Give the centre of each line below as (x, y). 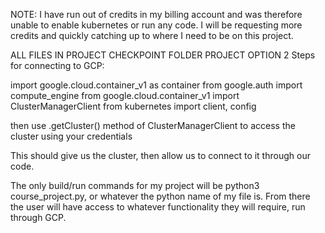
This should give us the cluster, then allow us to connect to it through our (160, 155)
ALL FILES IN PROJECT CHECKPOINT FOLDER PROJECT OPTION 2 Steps (163, 55)
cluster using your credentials (71, 136)
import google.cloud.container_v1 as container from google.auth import (156, 85)
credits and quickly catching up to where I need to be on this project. (152, 35)
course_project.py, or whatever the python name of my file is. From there (160, 196)
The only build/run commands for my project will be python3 (135, 185)
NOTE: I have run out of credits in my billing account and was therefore (156, 14)
